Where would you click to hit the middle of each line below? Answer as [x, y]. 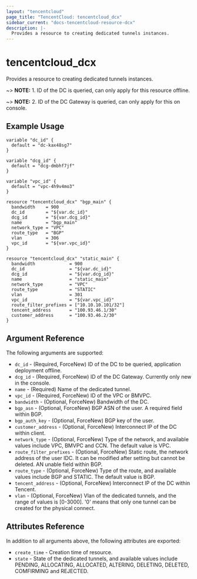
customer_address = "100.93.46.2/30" [64, 315]
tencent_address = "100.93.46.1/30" [64, 310]
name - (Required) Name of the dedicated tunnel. [73, 389]
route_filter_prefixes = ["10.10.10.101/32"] [68, 305]
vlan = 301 [47, 295]
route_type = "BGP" [38, 233]
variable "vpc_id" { [31, 181]
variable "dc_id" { [30, 140]
